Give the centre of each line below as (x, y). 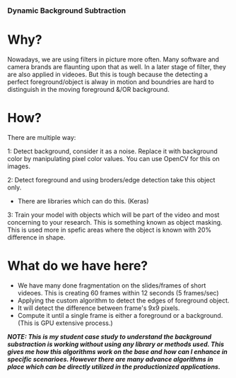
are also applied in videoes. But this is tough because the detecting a (108, 74)
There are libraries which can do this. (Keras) (83, 201)
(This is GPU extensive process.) (65, 323)
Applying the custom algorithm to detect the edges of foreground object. (123, 300)
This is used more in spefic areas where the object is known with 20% (110, 230)
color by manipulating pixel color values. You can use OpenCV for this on (114, 158)
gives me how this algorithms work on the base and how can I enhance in (117, 351)
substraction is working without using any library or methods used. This (116, 344)
